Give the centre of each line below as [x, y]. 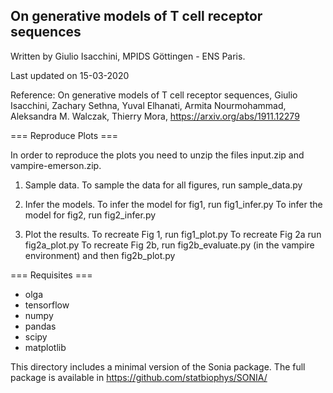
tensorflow [47, 305]
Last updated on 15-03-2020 [70, 75]
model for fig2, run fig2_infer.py [90, 215]
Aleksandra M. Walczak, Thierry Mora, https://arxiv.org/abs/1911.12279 [155, 116]
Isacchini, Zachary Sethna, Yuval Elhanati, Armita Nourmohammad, [148, 105]
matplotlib [45, 347]
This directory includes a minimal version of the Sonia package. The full [158, 366]
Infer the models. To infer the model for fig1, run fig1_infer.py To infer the [173, 204]
